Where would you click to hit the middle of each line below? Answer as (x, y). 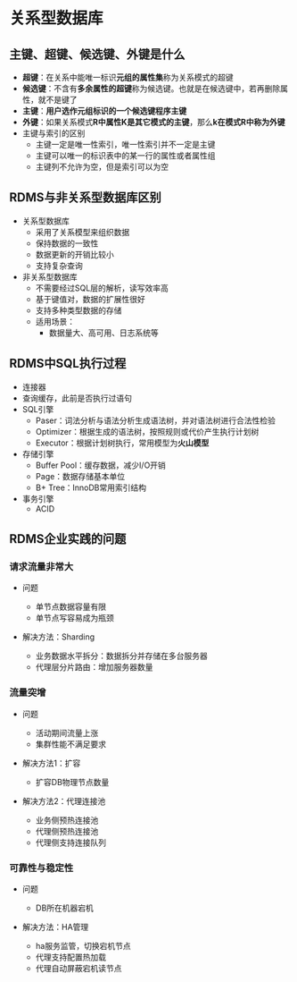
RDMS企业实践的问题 (68, 539)
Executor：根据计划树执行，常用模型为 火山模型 (122, 443)
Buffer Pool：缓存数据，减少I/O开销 (101, 465)
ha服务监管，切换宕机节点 (83, 945)
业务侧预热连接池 (67, 820)
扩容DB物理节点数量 (72, 782)
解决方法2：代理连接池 (64, 800)
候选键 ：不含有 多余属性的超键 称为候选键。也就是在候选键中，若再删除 (151, 89)
